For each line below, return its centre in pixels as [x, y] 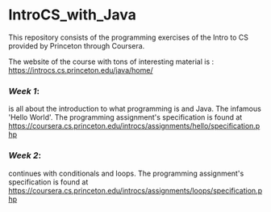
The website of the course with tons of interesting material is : [111, 61]
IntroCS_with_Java [73, 15]
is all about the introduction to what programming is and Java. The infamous [135, 109]
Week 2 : [25, 155]
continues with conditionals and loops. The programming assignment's [126, 173]
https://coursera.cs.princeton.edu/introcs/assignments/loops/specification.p [135, 190]
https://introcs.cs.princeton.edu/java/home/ [81, 70]
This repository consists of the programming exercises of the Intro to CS [128, 37]
